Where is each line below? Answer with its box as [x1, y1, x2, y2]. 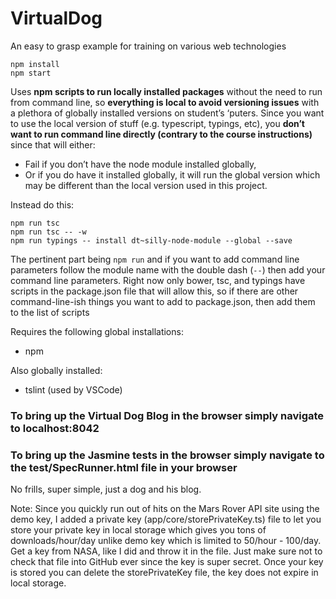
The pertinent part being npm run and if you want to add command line [10, 253, 300, 265]
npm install [10, 59, 60, 69]
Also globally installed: [10, 364, 103, 376]
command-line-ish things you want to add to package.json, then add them [10, 295, 316, 307]
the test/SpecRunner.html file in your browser [10, 460, 238, 474]
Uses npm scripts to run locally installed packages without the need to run [10, 85, 323, 97]
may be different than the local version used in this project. [24, 179, 268, 191]
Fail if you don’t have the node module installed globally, [24, 158, 257, 170]
